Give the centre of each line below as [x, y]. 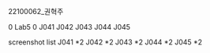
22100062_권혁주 [36, 11]
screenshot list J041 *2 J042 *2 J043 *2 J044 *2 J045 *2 [105, 42]
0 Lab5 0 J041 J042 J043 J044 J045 [69, 27]
